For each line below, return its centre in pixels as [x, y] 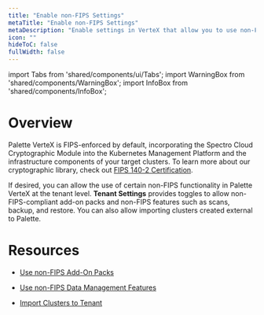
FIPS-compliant [33, 202]
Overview [40, 123]
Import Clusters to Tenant [61, 302]
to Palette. [25, 218]
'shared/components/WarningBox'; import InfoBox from [98, 83]
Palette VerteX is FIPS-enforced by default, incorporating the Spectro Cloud [131, 145]
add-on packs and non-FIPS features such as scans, [145, 202]
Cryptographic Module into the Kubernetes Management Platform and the [128, 153]
